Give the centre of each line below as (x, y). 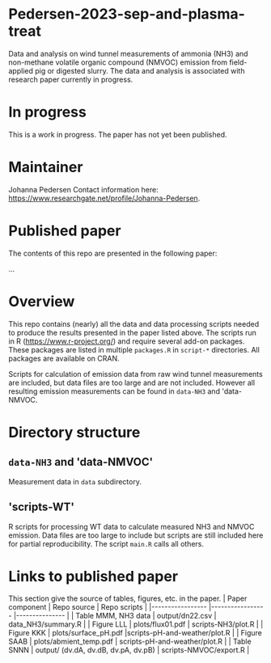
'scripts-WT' (42, 507)
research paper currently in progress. (71, 79)
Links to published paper (93, 576)
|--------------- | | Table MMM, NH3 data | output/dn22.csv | (115, 616)
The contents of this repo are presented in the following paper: (113, 253)
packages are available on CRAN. (64, 358)
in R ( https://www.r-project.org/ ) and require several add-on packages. (127, 341)
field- (238, 62)
